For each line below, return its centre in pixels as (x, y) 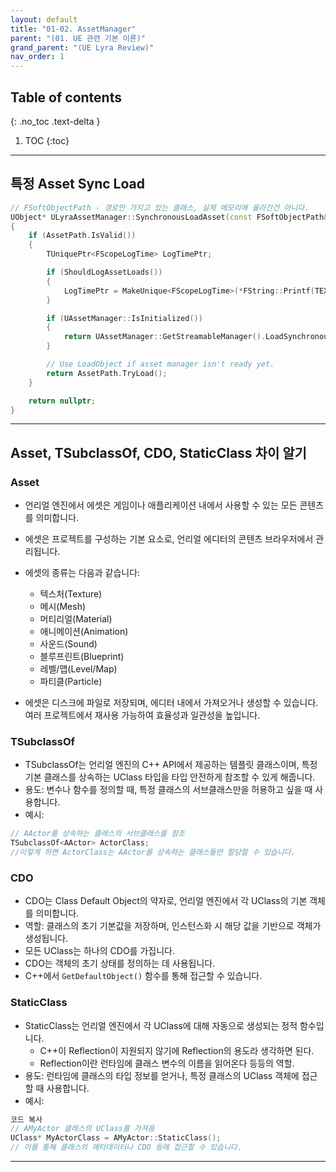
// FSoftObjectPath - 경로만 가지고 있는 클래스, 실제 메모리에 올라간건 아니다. (160, 207)
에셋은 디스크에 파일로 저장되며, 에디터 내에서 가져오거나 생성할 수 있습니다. (171, 703)
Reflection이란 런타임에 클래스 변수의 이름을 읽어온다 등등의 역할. (167, 1063)
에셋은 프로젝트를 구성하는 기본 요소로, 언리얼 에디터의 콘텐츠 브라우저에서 (169, 539)
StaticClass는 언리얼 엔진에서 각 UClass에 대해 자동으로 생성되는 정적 (161, 1025)
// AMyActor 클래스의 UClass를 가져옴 (82, 1129)
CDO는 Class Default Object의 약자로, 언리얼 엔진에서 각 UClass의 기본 (166, 901)
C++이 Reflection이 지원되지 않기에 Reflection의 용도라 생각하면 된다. (177, 1050)
